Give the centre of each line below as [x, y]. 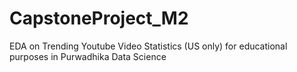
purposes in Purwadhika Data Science [88, 56]
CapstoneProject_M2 [99, 18]
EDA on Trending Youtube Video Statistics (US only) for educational [148, 46]
